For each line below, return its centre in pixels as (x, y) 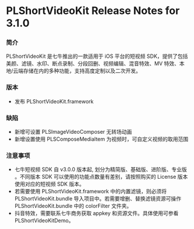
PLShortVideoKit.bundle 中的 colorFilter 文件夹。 (73, 206)
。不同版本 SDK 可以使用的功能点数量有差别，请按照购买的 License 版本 (101, 177)
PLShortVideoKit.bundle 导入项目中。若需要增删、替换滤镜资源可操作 (98, 199)
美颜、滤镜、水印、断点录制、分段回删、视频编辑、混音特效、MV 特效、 (93, 64)
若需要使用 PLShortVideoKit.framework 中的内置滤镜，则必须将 (91, 192)
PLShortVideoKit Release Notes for (93, 11)
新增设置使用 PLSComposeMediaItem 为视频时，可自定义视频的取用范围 (101, 139)
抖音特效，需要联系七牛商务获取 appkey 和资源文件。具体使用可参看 (96, 213)
